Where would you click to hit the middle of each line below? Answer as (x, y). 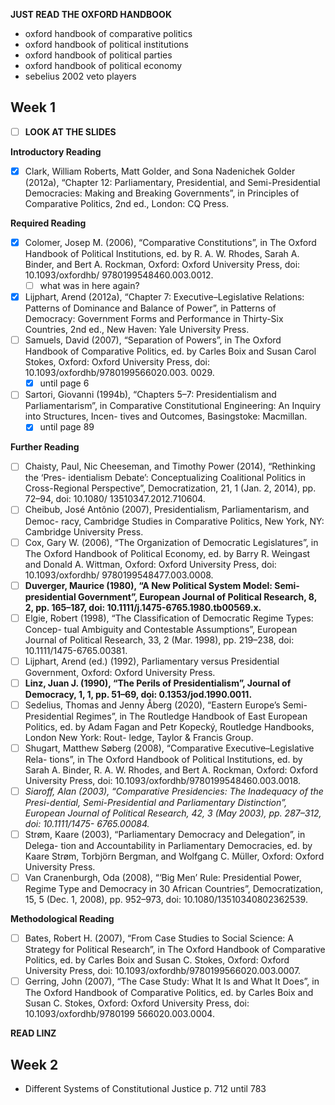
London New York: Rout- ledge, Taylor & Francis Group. (139, 737)
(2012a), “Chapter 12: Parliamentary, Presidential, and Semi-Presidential (172, 182)
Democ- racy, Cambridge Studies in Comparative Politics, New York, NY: (174, 521)
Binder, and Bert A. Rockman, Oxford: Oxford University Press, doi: (162, 264)
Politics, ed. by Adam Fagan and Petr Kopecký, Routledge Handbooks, (169, 726)
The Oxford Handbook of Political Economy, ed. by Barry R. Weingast (167, 553)
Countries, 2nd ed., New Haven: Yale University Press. (137, 330)
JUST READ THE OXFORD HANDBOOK (91, 14)
